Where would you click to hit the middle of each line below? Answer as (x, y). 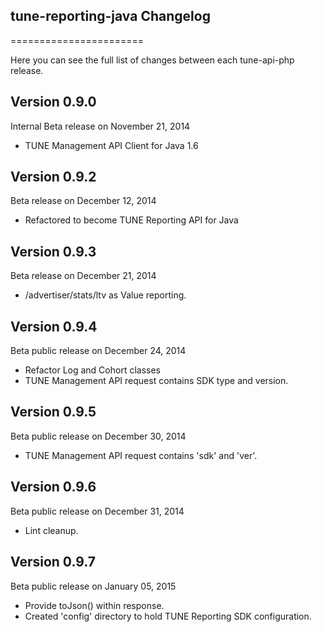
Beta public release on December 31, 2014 (97, 511)
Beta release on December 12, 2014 (83, 201)
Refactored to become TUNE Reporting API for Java (131, 220)
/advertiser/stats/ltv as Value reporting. (105, 295)
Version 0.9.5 (53, 412)
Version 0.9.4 (54, 326)
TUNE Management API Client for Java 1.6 (111, 145)
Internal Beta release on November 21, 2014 (100, 126)
